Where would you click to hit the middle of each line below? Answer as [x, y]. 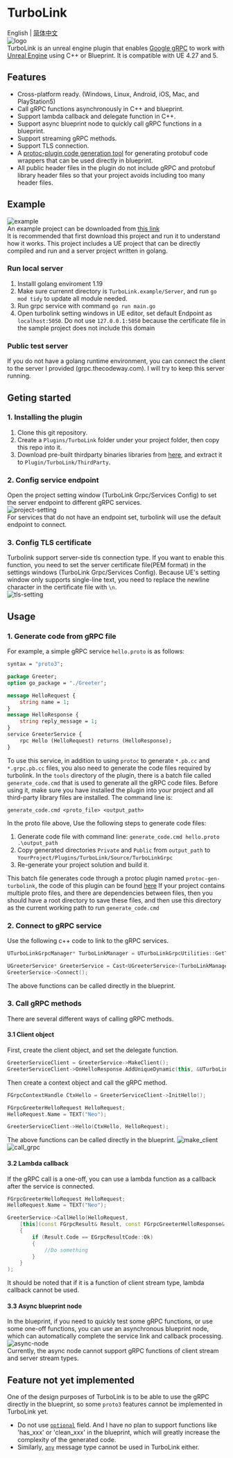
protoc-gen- [203, 879]
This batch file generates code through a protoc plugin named [96, 878]
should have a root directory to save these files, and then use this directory [114, 900]
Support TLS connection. [53, 145]
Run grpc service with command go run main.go [86, 305]
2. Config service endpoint [53, 480]
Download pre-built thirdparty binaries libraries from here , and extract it [120, 454]
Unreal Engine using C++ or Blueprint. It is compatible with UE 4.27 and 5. [113, 55]
